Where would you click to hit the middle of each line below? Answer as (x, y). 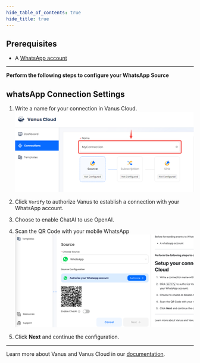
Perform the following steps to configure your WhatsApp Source (88, 75)
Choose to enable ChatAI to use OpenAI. (64, 220)
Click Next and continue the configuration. (67, 337)
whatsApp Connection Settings (65, 94)
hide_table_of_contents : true (44, 13)
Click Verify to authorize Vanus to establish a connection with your (97, 202)
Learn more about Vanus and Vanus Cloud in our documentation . (86, 354)
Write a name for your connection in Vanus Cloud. (76, 109)
